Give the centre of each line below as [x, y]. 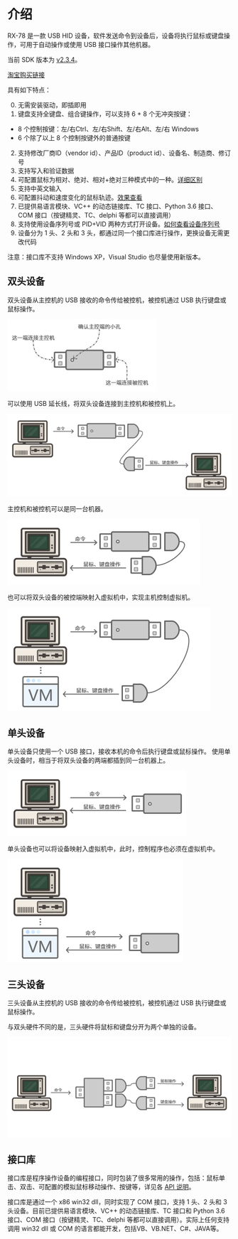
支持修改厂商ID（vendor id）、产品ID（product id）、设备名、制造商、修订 [124, 153]
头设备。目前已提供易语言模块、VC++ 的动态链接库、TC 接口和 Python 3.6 [116, 1211]
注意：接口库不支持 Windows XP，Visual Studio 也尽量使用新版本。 [106, 257]
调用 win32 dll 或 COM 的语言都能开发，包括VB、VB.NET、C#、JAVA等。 [115, 1228]
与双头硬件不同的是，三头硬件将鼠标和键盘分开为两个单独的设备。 [104, 1026]
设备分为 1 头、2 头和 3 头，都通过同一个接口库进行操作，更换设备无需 [120, 232]
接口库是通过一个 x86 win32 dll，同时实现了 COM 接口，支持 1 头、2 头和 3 [117, 1202]
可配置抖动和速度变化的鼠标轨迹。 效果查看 [80, 197]
